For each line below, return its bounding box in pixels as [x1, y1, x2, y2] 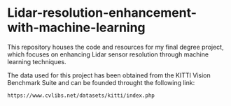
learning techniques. [7, 57, 66, 66]
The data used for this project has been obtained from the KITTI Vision [7, 71, 211, 79]
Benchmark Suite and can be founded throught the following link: [7, 78, 195, 86]
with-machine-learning [7, 20, 146, 36]
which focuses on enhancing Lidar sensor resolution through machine [7, 50, 209, 59]
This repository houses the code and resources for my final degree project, [7, 43, 224, 51]
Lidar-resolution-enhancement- [7, 5, 197, 21]
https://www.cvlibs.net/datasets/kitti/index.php [7, 92, 155, 99]
